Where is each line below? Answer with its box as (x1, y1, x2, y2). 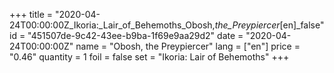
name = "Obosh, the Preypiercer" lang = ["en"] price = (75, 40, 301, 52)
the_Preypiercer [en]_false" (214, 19, 325, 31)
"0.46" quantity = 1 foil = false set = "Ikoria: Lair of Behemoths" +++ (9, 51, 290, 63)
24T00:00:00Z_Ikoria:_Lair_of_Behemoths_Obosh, (9, 19, 216, 31)
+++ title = (9, 9, 54, 20)
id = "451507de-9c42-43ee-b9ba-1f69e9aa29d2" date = (9, 30, 244, 41)
